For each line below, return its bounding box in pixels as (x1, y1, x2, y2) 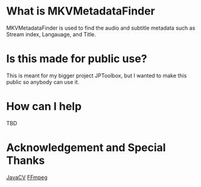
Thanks (6, 154, 45, 167)
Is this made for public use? (6, 52, 147, 66)
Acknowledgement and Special (6, 141, 166, 154)
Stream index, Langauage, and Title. (6, 30, 97, 38)
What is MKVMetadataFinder (6, 4, 155, 18)
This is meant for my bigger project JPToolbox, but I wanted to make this (6, 71, 187, 79)
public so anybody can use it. (6, 78, 80, 85)
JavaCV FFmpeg (6, 174, 48, 181)
